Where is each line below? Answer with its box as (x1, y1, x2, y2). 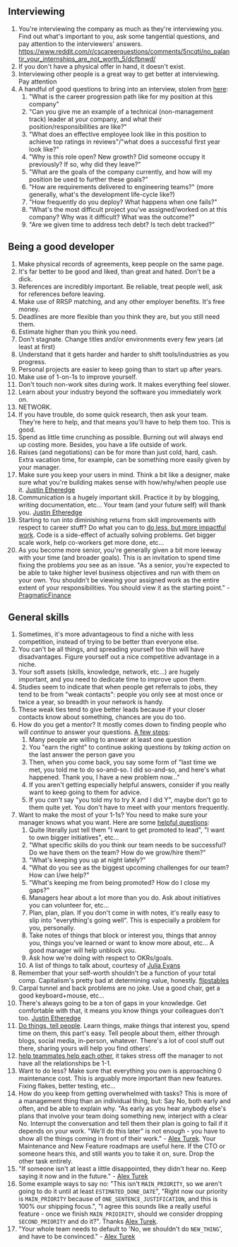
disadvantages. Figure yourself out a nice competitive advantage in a (18, 653, 220, 661)
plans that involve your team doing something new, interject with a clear (18, 1112, 228, 1120)
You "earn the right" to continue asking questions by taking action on (28, 743, 230, 752)
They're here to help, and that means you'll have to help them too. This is (18, 417, 232, 426)
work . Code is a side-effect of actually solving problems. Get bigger (18, 531, 216, 539)
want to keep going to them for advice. (28, 788, 142, 796)
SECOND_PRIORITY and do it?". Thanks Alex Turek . (18, 1217, 158, 1226)
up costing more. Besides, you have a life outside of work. (18, 440, 188, 448)
